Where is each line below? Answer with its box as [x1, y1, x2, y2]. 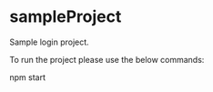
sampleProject [9, 6, 122, 27]
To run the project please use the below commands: [9, 54, 205, 65]
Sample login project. [9, 36, 89, 47]
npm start [9, 71, 46, 83]
